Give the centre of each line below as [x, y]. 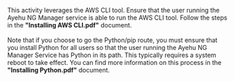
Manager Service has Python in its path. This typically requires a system [112, 55]
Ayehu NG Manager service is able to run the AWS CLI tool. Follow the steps [117, 18]
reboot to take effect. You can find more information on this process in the [115, 62]
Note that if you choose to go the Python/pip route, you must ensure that [112, 40]
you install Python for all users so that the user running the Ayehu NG [107, 48]
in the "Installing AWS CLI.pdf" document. [70, 25]
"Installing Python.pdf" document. [59, 70]
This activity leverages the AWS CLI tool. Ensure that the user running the [113, 10]
